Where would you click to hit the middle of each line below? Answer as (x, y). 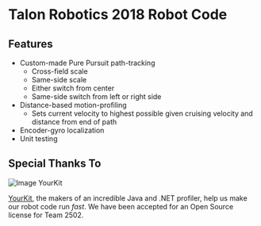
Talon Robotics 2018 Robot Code (118, 15)
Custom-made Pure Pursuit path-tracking (87, 63)
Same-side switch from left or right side (96, 96)
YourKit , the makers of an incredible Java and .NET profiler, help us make (128, 198)
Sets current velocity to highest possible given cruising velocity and (142, 113)
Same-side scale (59, 80)
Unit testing (38, 139)
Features (31, 44)
